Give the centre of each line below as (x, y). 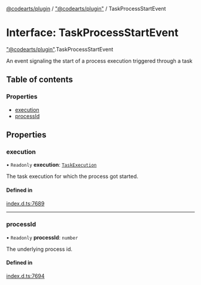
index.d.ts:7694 (25, 276)
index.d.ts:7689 (25, 203)
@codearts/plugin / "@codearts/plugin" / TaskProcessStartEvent (86, 9)
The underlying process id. (39, 249)
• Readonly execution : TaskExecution (51, 165)
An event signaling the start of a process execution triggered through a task (99, 61)
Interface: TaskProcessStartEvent (92, 33)
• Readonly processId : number (42, 237)
